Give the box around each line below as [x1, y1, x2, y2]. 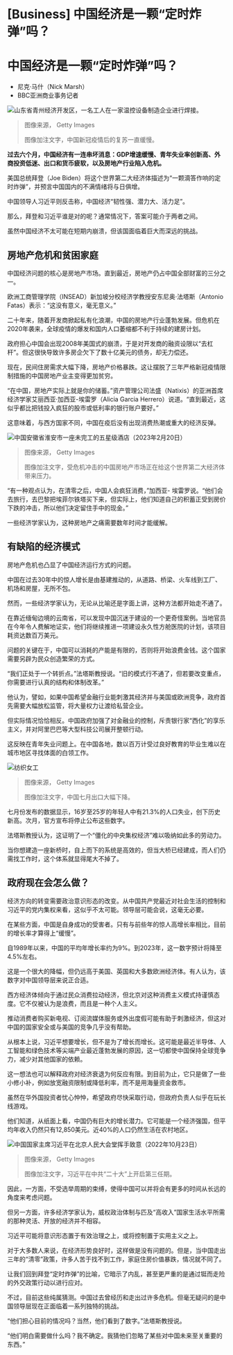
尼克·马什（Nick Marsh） [17, 83, 89, 91]
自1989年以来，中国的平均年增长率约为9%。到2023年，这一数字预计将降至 [7, 943, 222, 952]
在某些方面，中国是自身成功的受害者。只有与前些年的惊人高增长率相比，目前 [7, 920, 226, 929]
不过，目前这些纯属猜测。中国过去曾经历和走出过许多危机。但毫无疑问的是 [7, 1293, 220, 1301]
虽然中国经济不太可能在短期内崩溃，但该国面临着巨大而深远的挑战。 [7, 227, 202, 235]
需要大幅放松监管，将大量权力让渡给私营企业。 [12, 701, 147, 709]
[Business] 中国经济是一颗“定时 [7, 6, 189, 22]
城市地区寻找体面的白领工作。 [7, 748, 92, 757]
